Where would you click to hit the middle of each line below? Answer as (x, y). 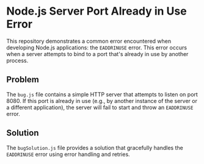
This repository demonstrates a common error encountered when (89, 41)
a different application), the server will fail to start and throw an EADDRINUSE (100, 107)
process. (17, 60)
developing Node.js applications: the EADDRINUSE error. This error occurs (97, 48)
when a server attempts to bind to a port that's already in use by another (97, 54)
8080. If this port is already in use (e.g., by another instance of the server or (102, 101)
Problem (23, 80)
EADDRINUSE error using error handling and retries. (68, 154)
